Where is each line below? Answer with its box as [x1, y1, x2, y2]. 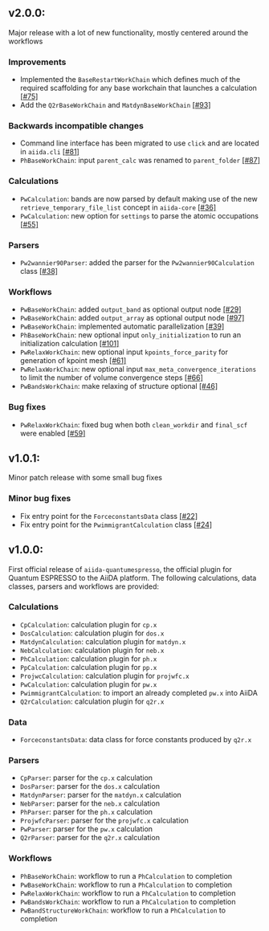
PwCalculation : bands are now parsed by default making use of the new [19, 194, 259, 203]
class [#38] [19, 267, 59, 276]
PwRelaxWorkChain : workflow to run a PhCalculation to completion [19, 888, 236, 898]
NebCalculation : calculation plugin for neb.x [19, 645, 165, 655]
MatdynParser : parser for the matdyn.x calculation [19, 790, 182, 800]
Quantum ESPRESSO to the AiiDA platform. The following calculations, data [8, 573, 257, 582]
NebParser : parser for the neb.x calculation [19, 798, 161, 808]
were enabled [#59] [19, 428, 86, 438]
